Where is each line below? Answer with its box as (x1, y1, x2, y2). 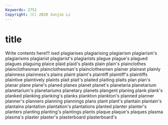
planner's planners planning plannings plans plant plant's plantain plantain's (5, 98, 162, 104)
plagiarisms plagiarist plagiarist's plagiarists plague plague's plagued (5, 56, 148, 62)
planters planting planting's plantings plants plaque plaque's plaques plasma (5, 109, 163, 115)
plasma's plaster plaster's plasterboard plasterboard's (5, 114, 117, 120)
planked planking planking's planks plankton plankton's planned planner (5, 93, 154, 99)
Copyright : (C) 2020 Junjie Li (5, 12, 71, 17)
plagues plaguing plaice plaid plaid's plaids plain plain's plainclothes (5, 61, 146, 67)
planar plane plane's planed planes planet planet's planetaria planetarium (5, 82, 156, 88)
